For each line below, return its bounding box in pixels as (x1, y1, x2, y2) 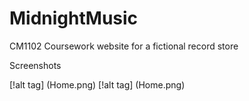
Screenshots (9, 59, 62, 71)
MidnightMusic (9, 7, 139, 30)
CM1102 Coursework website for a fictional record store (9, 40, 239, 52)
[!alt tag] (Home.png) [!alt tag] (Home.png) (9, 78, 186, 91)
